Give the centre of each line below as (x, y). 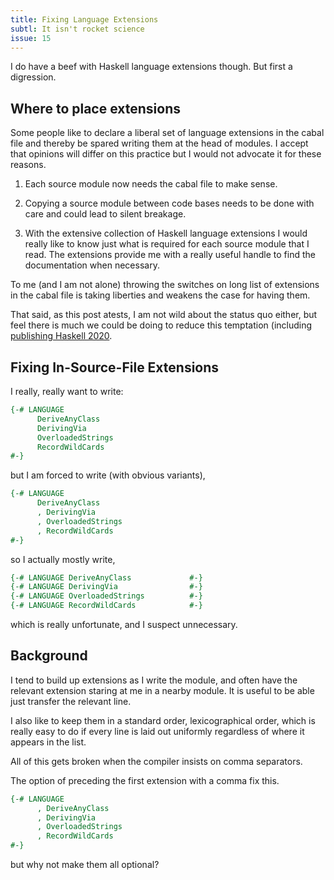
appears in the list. (48, 742)
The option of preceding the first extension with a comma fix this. (145, 780)
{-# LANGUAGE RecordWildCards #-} (106, 606)
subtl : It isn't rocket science (77, 29)
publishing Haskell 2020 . (61, 336)
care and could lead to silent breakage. (105, 214)
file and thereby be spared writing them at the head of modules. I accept (159, 143)
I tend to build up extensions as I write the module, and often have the (154, 680)
